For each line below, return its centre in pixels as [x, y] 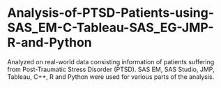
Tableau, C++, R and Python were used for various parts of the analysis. [111, 76]
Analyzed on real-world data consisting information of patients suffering [111, 61]
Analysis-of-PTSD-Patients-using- [111, 13]
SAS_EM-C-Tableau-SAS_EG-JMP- [110, 28]
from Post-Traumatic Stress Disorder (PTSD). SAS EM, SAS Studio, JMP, [111, 69]
